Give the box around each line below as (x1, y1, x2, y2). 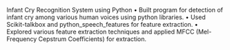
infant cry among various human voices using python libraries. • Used (6, 13, 206, 21)
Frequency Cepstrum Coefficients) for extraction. (6, 35, 146, 43)
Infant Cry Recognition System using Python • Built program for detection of (6, 6, 224, 14)
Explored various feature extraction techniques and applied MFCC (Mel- (6, 27, 212, 36)
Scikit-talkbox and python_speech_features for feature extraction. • (6, 21, 198, 28)
